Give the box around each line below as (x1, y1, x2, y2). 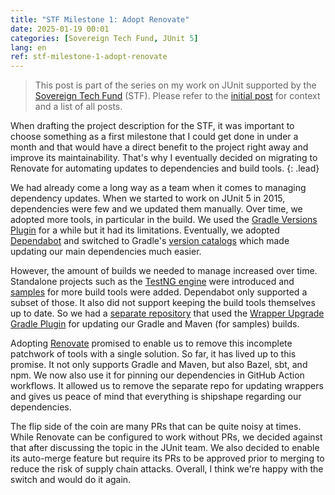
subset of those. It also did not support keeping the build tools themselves (10, 297, 316, 309)
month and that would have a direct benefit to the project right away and (10, 141, 309, 153)
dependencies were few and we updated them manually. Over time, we (10, 203, 303, 215)
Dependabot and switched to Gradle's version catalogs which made (10, 235, 290, 247)
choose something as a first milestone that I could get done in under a (10, 131, 299, 143)
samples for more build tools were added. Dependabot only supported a (10, 286, 308, 298)
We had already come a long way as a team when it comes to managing (10, 182, 307, 194)
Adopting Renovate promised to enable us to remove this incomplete (10, 337, 293, 350)
